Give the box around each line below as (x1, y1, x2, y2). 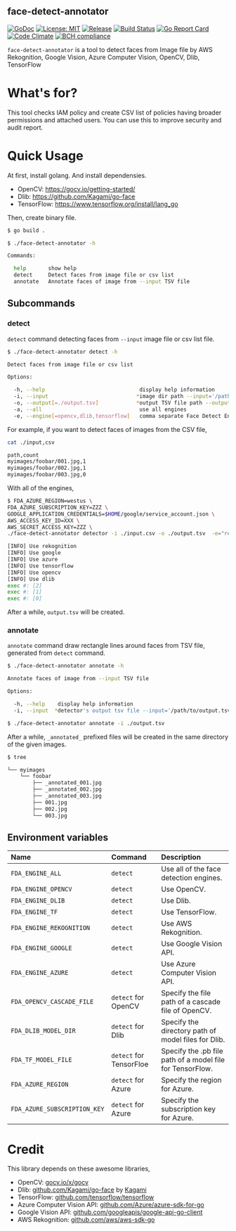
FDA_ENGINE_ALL (11, 869, 62, 878)
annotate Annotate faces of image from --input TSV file (13, 278, 190, 286)
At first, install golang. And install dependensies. (7, 171, 147, 179)
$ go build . (7, 227, 46, 234)
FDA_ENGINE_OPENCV (11, 886, 72, 893)
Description (161, 853, 202, 862)
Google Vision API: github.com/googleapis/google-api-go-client (17, 1208, 203, 1216)
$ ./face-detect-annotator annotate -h (7, 663, 124, 670)
